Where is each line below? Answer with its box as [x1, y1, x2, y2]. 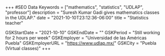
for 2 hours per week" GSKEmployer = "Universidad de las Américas [5, 35, 147, 41]
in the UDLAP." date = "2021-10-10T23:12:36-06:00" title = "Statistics [5, 15, 149, 20]
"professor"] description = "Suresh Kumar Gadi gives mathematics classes [5, 9, 159, 15]
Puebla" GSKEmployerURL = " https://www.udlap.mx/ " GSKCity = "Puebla [5, 40, 156, 46]
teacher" [5, 20, 24, 26]
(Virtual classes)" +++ [5, 46, 51, 51]
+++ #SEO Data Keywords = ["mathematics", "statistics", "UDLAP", [5, 4, 144, 10]
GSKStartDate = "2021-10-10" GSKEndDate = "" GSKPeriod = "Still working [5, 30, 160, 35]
